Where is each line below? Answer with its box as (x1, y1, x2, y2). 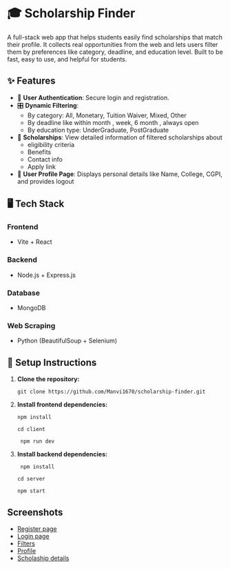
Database (7, 288, 40, 298)
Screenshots (7, 506, 63, 518)
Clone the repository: (17, 375, 80, 383)
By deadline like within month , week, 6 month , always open (27, 118, 199, 126)
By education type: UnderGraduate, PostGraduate (27, 126, 169, 134)
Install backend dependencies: (17, 450, 108, 459)
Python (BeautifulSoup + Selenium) (17, 336, 118, 345)
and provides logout (17, 177, 74, 185)
